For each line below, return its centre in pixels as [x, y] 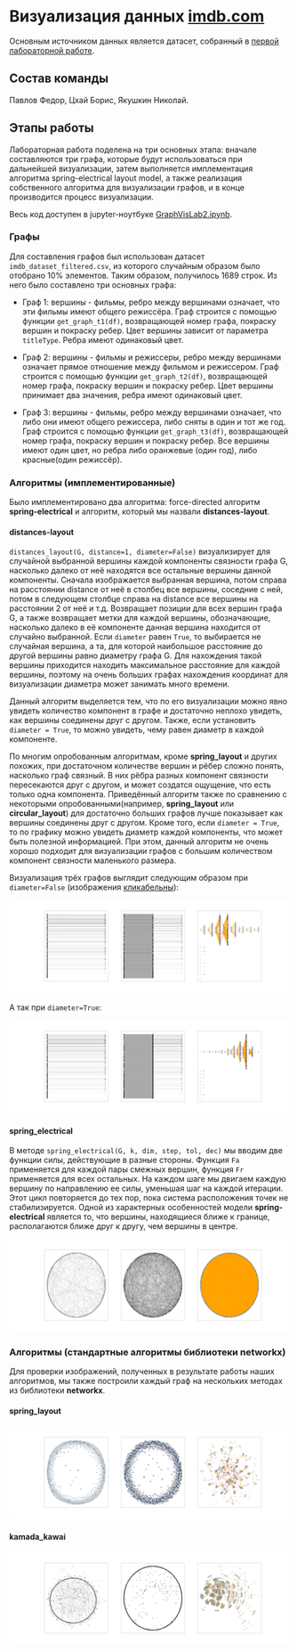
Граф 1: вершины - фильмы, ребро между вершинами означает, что [151, 302]
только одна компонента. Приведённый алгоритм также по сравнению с [148, 794]
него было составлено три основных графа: [93, 285]
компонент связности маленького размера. [93, 860]
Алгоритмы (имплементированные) [92, 483]
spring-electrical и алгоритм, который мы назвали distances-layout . [140, 512]
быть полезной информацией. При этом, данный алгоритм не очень [139, 842]
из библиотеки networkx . [57, 1390]
